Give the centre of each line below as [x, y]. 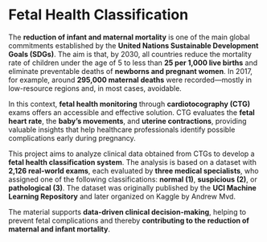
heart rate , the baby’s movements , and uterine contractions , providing [127, 121]
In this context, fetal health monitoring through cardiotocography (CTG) [129, 104]
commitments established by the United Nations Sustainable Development [133, 45]
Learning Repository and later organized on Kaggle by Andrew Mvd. [122, 196]
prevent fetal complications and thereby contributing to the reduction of [129, 220]
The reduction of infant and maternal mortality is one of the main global [129, 37]
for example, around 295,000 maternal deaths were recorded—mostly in [130, 80]
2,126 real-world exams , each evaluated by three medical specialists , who [133, 170]
